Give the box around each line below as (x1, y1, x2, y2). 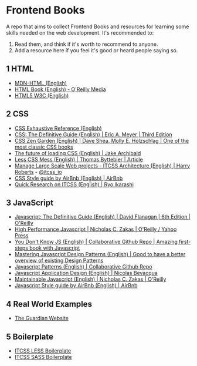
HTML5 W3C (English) (14, 92, 69, 99)
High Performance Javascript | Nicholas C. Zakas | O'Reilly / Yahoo (14, 226, 177, 233)
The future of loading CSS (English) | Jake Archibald (14, 149, 141, 156)
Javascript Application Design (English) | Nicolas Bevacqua (14, 270, 158, 277)
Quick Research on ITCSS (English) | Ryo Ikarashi (14, 180, 134, 188)
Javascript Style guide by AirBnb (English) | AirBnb (14, 282, 138, 289)
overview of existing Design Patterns (14, 257, 104, 264)
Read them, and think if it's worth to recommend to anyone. (14, 41, 158, 48)
